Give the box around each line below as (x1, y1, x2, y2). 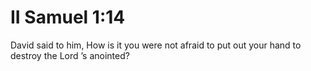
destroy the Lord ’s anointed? (10, 49, 130, 61)
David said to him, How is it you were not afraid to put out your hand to (10, 39, 302, 51)
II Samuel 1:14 (10, 6, 126, 29)
